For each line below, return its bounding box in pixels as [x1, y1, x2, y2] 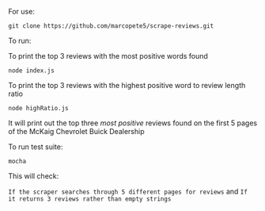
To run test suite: [8, 142, 63, 152]
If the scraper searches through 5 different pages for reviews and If [8, 186, 248, 196]
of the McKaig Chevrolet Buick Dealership [8, 127, 145, 136]
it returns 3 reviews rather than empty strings [8, 195, 172, 203]
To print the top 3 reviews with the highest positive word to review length [8, 81, 246, 90]
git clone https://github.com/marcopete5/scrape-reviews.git [8, 22, 214, 30]
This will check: [8, 171, 59, 181]
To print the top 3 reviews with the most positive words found [8, 52, 208, 60]
